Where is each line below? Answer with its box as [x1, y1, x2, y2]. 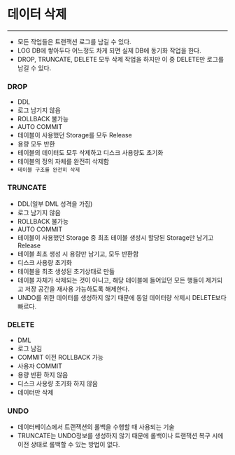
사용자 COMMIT [17, 362, 63, 370]
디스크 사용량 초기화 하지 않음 [17, 379, 98, 388]
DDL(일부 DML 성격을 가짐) [17, 199, 93, 208]
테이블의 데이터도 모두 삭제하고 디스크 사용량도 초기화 [17, 149, 164, 157]
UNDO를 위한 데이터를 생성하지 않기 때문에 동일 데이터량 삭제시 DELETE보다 [17, 293, 227, 301]
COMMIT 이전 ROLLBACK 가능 [17, 353, 104, 361]
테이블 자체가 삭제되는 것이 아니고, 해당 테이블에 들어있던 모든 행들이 [17, 276, 204, 284]
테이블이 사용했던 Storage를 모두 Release [17, 131, 132, 140]
